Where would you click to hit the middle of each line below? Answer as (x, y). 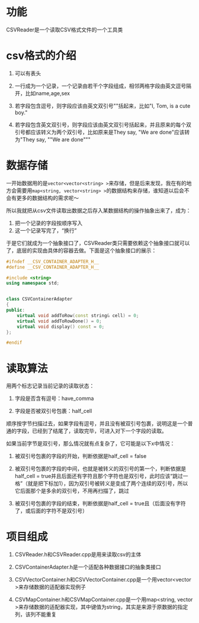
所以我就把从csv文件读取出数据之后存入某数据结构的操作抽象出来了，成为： (99, 210)
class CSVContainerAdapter (39, 299)
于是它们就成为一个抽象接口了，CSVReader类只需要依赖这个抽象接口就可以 (98, 243)
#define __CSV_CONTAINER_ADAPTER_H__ (53, 267)
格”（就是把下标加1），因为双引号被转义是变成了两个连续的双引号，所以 (101, 483)
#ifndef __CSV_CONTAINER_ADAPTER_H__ (53, 262)
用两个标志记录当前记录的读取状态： (50, 386)
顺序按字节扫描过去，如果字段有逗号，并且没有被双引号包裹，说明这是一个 (97, 424)
